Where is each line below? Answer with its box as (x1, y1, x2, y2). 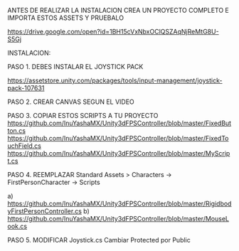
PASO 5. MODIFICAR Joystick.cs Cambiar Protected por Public (7, 236, 191, 244)
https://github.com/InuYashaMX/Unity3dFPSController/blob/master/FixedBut (7, 119, 232, 127)
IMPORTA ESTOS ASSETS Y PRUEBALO (7, 14, 124, 22)
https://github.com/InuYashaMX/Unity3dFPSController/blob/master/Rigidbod (7, 199, 232, 208)
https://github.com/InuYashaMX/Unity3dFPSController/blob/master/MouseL (7, 215, 230, 223)
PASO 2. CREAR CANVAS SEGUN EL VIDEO (7, 97, 135, 106)
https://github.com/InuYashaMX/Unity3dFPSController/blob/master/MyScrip (7, 149, 230, 157)
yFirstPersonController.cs (7, 207, 82, 215)
